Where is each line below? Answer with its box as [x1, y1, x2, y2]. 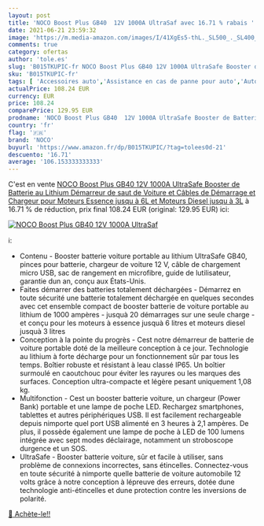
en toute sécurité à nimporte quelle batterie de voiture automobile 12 [19, 469, 241, 479]
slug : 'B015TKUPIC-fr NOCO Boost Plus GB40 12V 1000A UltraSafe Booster [8, 63, 251, 71]
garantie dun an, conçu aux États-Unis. [19, 276, 147, 286]
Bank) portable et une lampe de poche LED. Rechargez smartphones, [19, 402, 244, 412]
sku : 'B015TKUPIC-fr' [8, 70, 79, 78]
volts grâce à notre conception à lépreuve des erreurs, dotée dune [19, 477, 235, 487]
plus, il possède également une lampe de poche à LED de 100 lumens [19, 427, 245, 437]
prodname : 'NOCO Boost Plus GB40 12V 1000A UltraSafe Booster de [8, 114, 230, 122]
